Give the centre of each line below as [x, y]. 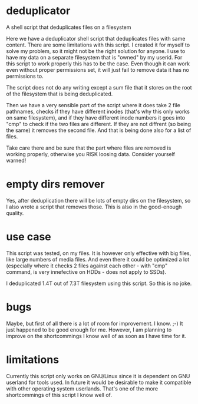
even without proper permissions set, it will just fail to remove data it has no [98, 69]
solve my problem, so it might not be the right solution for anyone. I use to [96, 51]
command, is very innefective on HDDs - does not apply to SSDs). [86, 271]
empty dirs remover [55, 184]
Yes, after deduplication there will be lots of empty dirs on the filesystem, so [98, 200]
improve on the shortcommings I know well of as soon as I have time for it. [96, 336]
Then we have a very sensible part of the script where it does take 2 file [93, 105]
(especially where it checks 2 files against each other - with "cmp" [87, 266]
